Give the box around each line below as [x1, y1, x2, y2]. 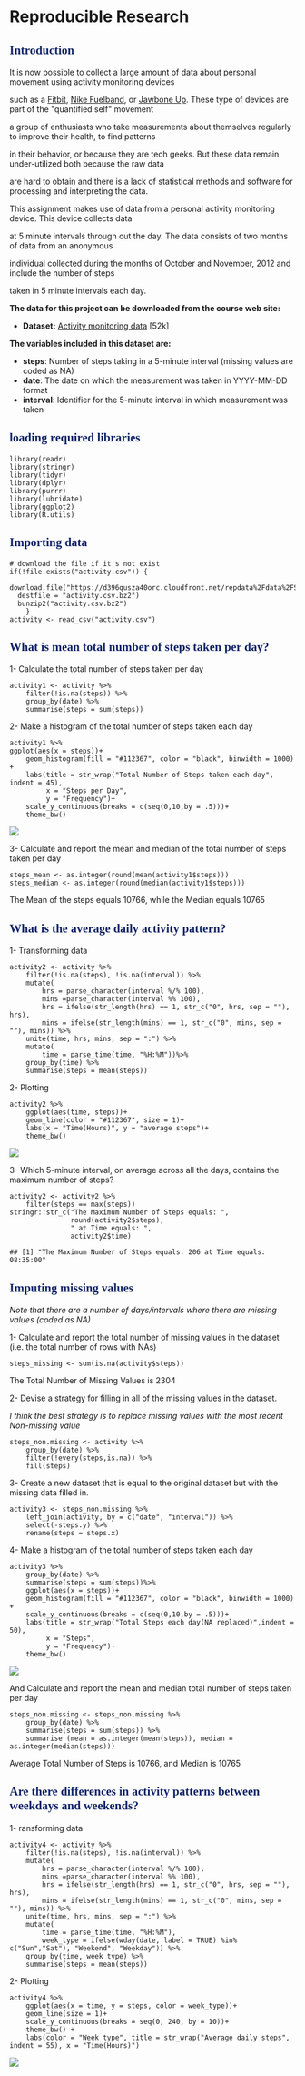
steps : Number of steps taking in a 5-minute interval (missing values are [22, 356, 293, 366]
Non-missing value [9, 1420, 81, 1431]
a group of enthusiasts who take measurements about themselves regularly [9, 121, 292, 132]
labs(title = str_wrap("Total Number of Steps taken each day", [25, 771, 274, 780]
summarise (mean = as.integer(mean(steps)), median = [25, 1734, 233, 1744]
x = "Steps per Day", [45, 786, 128, 795]
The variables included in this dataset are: [9, 339, 172, 349]
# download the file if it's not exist [9, 559, 161, 568]
